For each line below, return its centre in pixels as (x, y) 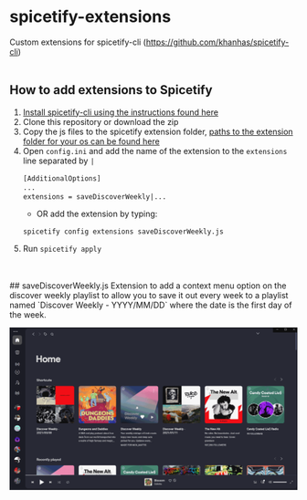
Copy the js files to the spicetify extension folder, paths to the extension (158, 131)
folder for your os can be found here (91, 141)
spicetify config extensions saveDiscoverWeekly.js (123, 231)
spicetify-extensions (90, 17)
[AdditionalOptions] (62, 178)
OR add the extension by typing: (97, 214)
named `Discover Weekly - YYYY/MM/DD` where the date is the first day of (151, 305)
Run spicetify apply (62, 248)
